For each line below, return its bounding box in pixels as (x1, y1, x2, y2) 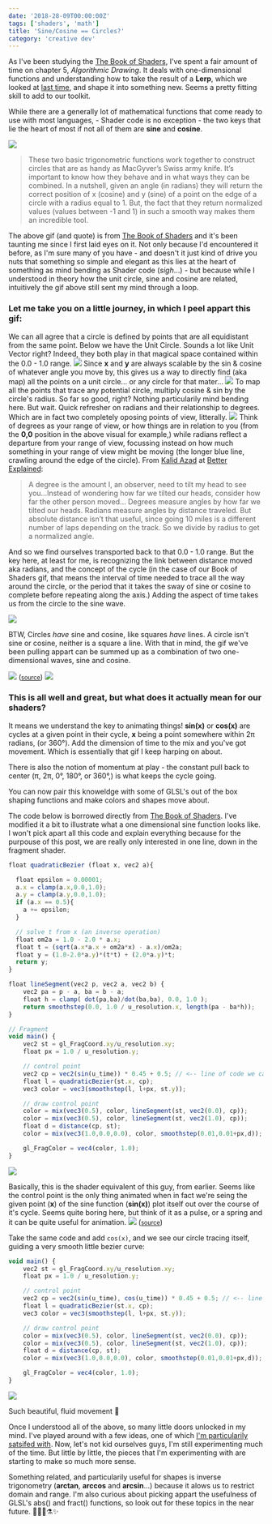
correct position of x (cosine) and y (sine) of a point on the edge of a (28, 190, 257, 199)
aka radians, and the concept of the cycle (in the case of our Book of (8, 564, 238, 574)
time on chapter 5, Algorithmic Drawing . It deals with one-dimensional (8, 66, 242, 75)
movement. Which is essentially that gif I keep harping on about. (8, 747, 223, 756)
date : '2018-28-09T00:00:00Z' (8, 11, 111, 20)
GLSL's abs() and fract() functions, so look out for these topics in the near (8, 1497, 254, 1508)
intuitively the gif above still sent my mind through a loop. (8, 283, 199, 293)
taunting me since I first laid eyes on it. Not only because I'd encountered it (8, 240, 259, 250)
